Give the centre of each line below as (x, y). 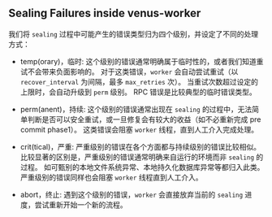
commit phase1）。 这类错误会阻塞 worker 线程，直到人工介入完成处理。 (139, 129)
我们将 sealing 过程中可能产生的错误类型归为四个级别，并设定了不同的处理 (133, 34)
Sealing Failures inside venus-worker (105, 13)
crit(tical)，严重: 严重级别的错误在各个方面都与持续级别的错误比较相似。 (140, 146)
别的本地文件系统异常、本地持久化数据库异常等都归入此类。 (164, 167)
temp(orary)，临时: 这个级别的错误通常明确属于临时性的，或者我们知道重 (142, 61)
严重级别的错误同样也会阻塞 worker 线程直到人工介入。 (111, 177)
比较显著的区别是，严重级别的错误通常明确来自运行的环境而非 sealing (137, 157)
